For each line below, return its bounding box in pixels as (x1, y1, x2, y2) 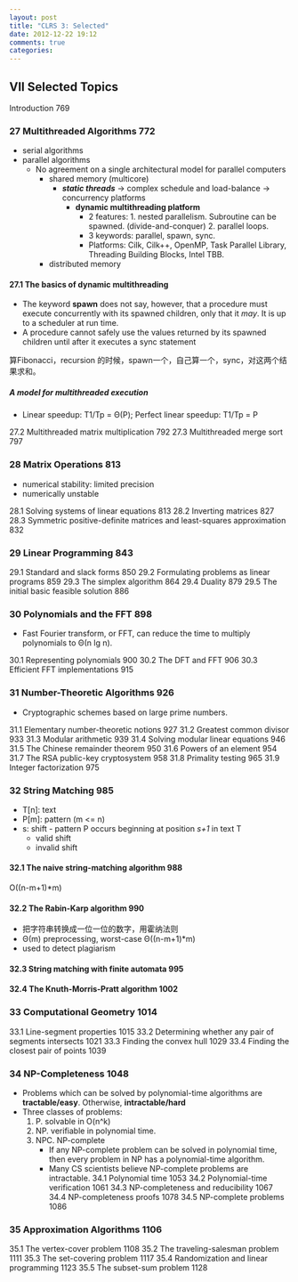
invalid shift (35, 842, 78, 853)
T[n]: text (21, 804, 57, 815)
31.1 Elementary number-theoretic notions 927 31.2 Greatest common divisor (9, 724, 290, 734)
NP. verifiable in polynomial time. (35, 1125, 157, 1136)
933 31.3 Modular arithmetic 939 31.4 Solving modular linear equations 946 (9, 734, 286, 744)
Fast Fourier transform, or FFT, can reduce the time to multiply (21, 629, 251, 639)
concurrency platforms (61, 192, 146, 203)
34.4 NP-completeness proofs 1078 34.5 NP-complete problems (48, 1192, 285, 1203)
